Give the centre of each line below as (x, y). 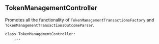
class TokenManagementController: (40, 34)
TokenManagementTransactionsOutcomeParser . (50, 25)
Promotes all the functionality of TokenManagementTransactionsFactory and (80, 20)
